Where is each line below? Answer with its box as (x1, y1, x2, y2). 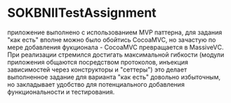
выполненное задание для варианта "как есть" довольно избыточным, (7, 72, 221, 81)
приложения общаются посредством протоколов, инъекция (7, 57, 188, 66)
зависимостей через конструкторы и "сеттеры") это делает (7, 65, 187, 74)
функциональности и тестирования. (7, 88, 115, 96)
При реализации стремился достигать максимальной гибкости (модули (7, 50, 225, 59)
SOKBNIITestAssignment (7, 5, 157, 21)
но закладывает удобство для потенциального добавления (7, 80, 185, 88)
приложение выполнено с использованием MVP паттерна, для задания (7, 28, 223, 36)
